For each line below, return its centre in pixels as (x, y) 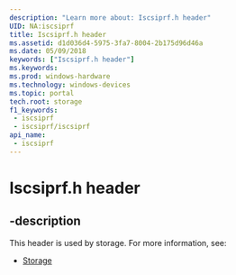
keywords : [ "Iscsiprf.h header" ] (72, 60)
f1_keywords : (34, 110)
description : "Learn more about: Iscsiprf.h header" (110, 18)
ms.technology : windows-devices (70, 85)
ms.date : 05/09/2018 (48, 51)
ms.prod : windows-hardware (60, 77)
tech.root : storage (46, 101)
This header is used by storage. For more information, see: (118, 243)
